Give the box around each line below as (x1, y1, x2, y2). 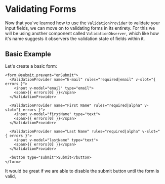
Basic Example (5, 50, 51, 58)
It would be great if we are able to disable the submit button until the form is (5, 168, 160, 174)
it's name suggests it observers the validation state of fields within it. (5, 36, 145, 42)
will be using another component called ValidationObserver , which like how (5, 30, 159, 36)
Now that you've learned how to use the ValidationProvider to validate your (5, 20, 161, 26)
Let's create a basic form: (5, 63, 57, 69)
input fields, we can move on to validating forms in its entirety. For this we (5, 25, 155, 31)
